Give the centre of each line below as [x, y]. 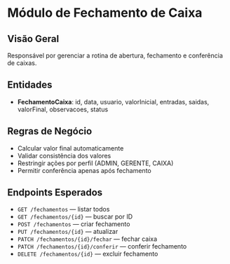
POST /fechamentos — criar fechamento [74, 224]
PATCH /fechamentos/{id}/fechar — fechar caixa [87, 239]
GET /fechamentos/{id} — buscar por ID [75, 217]
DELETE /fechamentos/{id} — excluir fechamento [88, 254]
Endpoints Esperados [55, 193]
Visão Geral [33, 39]
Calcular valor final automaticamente [70, 148]
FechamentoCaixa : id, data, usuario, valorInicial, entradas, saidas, [113, 102]
